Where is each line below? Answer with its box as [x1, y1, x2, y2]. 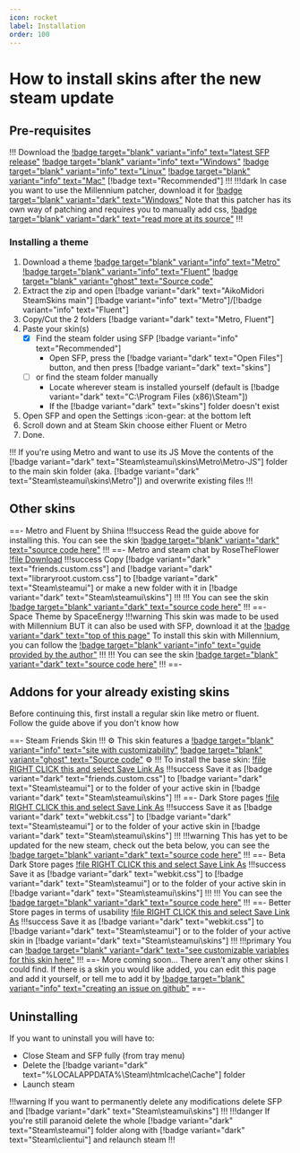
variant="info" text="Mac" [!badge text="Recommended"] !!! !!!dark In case [9, 176, 287, 187]
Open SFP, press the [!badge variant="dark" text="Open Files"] [48, 352, 284, 363]
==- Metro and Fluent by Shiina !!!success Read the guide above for [9, 525, 260, 536]
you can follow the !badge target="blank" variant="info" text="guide [9, 639, 261, 651]
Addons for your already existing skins [9, 685, 230, 700]
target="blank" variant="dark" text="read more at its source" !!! [9, 214, 244, 224]
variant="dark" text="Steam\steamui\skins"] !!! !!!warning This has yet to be [9, 831, 288, 842]
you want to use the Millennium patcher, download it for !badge [9, 185, 243, 196]
